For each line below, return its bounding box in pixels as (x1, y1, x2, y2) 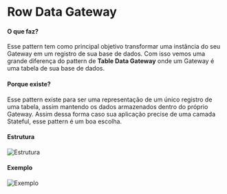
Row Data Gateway (7, 4, 117, 20)
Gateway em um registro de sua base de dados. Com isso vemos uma (7, 49, 206, 58)
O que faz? (7, 27, 39, 35)
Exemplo (7, 164, 33, 172)
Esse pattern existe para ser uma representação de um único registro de (7, 95, 213, 104)
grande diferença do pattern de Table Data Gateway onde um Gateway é (7, 57, 215, 65)
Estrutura (7, 133, 35, 141)
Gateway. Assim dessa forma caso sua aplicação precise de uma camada (7, 110, 215, 118)
